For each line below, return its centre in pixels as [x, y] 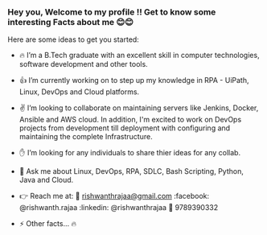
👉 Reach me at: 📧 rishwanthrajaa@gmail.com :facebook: [114, 196]
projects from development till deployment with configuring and [125, 128]
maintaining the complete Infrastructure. [86, 137]
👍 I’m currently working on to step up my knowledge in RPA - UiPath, [134, 80]
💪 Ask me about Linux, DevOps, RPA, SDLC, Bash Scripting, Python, [131, 171]
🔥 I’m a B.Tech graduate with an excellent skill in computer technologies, [139, 56]
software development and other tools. [83, 64]
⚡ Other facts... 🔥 [48, 224]
